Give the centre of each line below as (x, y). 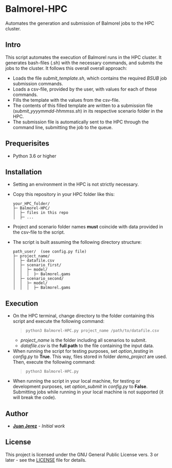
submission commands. (38, 83)
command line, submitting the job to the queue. (63, 127)
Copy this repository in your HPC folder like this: (64, 194)
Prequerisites (27, 144)
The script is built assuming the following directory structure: (77, 242)
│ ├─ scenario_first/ (37, 265)
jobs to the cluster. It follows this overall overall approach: (66, 68)
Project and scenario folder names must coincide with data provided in (88, 227)
